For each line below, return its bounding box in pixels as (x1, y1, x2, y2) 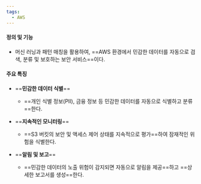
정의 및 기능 (6, 34, 34, 41)
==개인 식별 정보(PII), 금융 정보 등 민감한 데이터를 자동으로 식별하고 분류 (23, 97, 193, 105)
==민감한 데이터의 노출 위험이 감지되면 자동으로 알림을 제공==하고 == (23, 163, 188, 171)
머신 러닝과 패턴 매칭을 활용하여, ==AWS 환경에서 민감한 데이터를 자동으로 (14, 48, 189, 55)
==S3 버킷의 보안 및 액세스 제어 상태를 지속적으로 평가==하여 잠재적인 (23, 130, 189, 138)
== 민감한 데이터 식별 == (14, 85, 71, 92)
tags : (6, 8, 20, 15)
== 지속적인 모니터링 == (14, 117, 70, 125)
